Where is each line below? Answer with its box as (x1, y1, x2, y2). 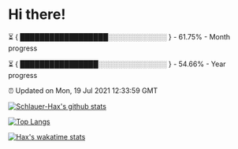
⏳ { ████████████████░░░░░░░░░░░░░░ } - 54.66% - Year (8, 59, 226, 69)
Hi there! (8, 6, 66, 24)
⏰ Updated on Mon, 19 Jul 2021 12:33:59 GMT (8, 85, 158, 95)
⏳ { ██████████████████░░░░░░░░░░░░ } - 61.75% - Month (8, 32, 231, 41)
